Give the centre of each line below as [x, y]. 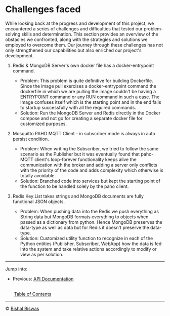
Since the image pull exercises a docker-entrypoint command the [88, 86]
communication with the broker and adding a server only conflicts [89, 165]
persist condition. [31, 139]
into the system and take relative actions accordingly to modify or [88, 249]
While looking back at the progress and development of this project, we [80, 23]
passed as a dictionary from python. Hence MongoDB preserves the [91, 222]
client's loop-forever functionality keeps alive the [86, 159]
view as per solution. [42, 254]
